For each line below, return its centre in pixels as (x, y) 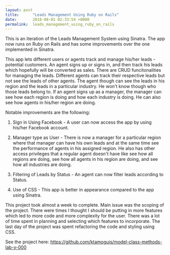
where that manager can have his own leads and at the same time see (86, 143)
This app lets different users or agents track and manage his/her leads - (80, 60)
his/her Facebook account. (41, 128)
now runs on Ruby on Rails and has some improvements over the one (78, 44)
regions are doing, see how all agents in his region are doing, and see (85, 159)
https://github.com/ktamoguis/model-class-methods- (106, 242)
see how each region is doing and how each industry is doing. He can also (83, 97)
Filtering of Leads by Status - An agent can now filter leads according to (88, 175)
